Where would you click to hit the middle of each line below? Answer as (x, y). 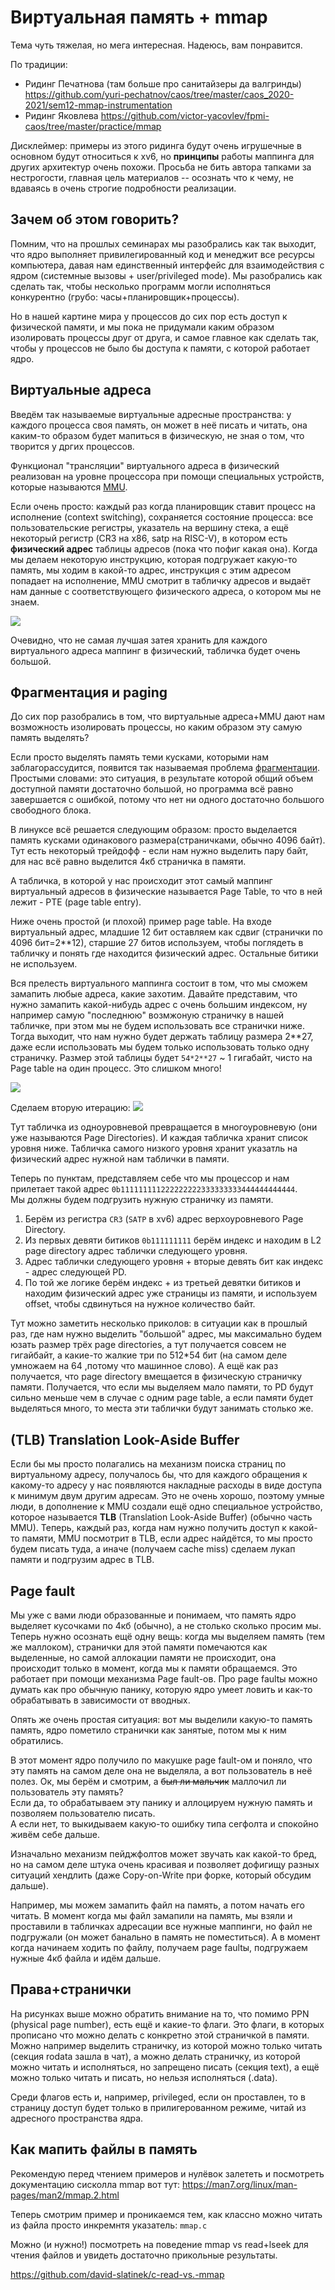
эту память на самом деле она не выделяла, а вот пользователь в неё (161, 1770)
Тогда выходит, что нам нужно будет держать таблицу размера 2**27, (162, 1037)
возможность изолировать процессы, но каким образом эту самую (156, 727)
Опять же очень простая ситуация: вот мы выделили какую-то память (161, 1719)
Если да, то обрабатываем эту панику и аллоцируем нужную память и (161, 1802)
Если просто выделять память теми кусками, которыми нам (139, 757)
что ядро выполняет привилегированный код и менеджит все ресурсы (162, 254)
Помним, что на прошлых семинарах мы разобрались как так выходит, (163, 243)
